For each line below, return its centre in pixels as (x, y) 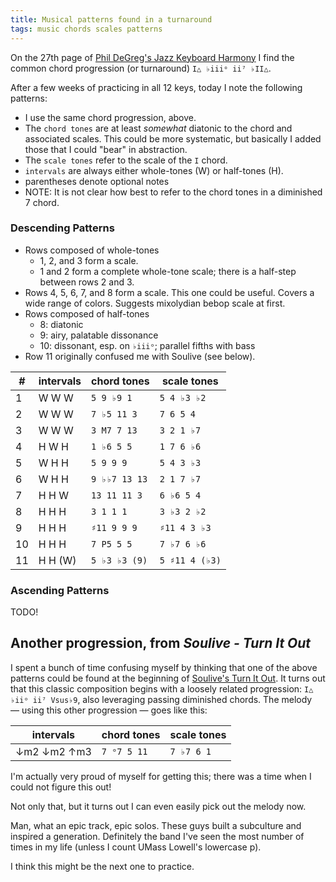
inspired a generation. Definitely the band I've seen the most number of (157, 836)
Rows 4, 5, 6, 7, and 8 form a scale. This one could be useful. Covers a (169, 292)
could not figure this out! (61, 787)
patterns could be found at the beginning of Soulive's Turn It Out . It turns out (168, 678)
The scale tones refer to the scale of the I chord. (126, 160)
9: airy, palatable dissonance (99, 335)
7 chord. (42, 202)
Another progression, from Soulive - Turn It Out (161, 643)
